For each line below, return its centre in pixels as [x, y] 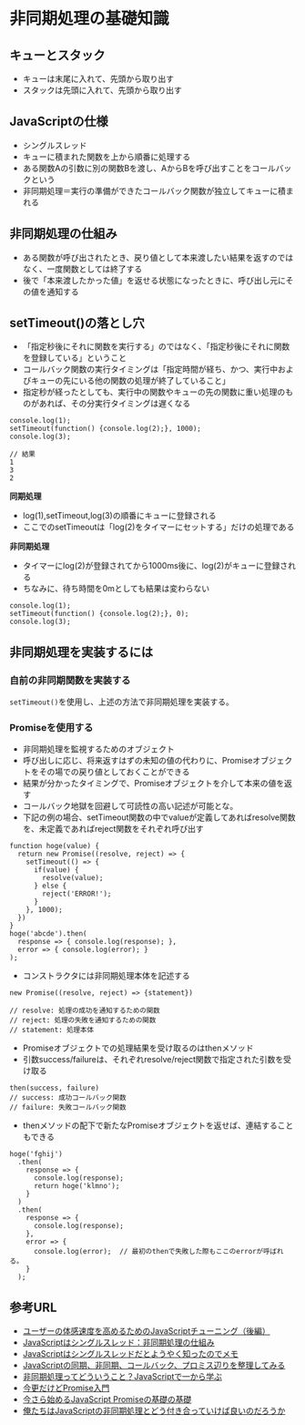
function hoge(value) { [55, 846]
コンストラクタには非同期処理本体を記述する [106, 976]
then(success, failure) [55, 1088]
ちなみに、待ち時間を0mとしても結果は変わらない [116, 589]
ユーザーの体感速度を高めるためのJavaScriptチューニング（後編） [146, 1331]
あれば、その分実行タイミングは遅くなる [115, 404]
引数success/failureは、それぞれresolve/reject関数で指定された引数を [153, 1060]
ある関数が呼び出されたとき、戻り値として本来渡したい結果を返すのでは [158, 257]
